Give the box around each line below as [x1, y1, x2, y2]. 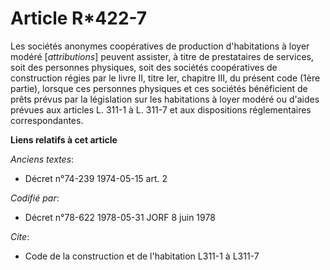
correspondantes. [10, 114, 84, 126]
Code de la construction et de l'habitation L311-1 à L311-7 [24, 250, 260, 262]
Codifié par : [10, 192, 60, 204]
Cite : [10, 230, 30, 242]
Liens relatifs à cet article [10, 133, 118, 146]
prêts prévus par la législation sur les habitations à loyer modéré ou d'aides [10, 93, 320, 105]
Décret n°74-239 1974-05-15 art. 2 [24, 172, 168, 184]
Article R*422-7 [10, 7, 148, 30]
